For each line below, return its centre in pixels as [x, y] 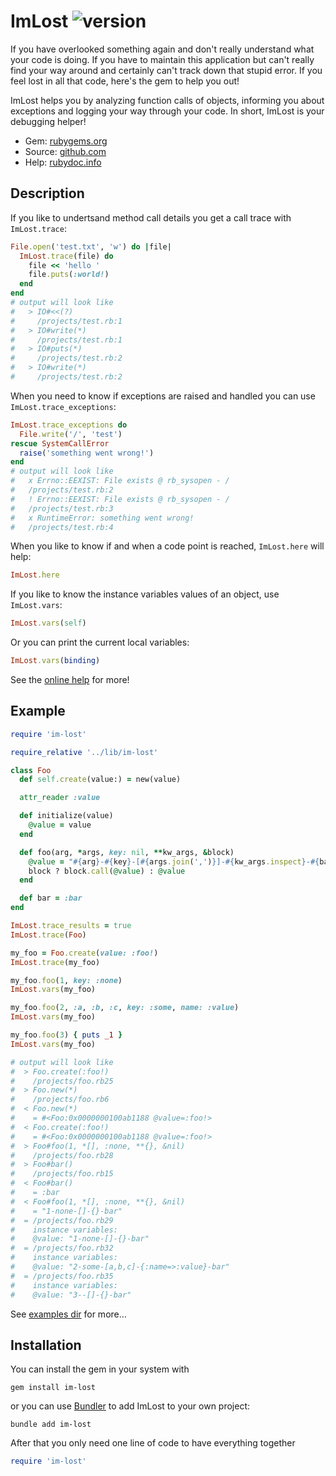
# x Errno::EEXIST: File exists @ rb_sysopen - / [120, 481]
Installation [46, 1345]
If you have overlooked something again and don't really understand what [162, 49]
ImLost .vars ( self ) [48, 623]
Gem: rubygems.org [66, 141]
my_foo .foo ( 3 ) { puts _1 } [66, 1035]
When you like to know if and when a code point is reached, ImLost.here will [167, 546]
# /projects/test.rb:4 [62, 527]
